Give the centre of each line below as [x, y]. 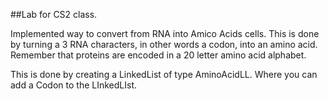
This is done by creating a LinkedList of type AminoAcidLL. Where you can [164, 74]
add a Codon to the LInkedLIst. [74, 85]
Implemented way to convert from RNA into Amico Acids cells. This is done [165, 33]
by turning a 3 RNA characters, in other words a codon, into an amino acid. [164, 44]
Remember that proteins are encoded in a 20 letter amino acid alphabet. [158, 55]
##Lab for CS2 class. [54, 14]
